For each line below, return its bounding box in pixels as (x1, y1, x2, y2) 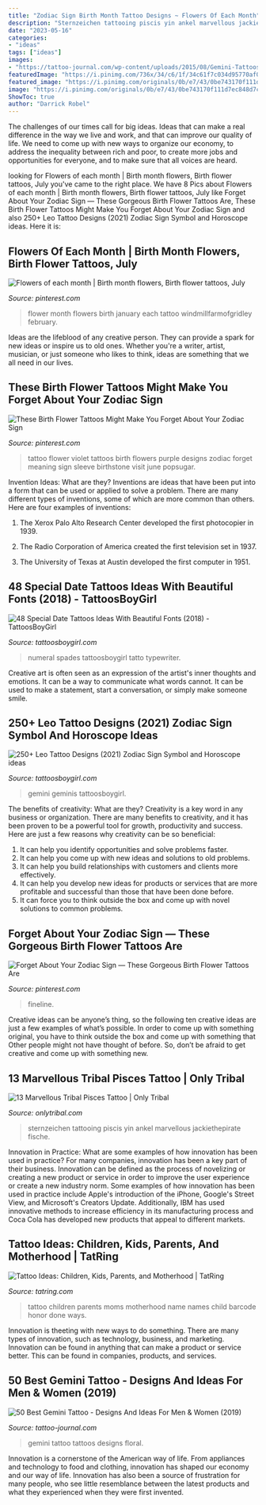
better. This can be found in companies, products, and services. (8, 1350, 217, 1361)
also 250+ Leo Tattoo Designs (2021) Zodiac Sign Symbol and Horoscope (8, 213, 248, 223)
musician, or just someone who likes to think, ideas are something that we (8, 349, 249, 359)
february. (27, 317, 58, 326)
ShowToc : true (8, 93, 55, 101)
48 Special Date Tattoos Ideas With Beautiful (8, 580, 234, 593)
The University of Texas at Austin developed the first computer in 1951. (19, 557, 251, 566)
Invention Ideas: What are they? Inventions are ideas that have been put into (8, 477, 256, 486)
